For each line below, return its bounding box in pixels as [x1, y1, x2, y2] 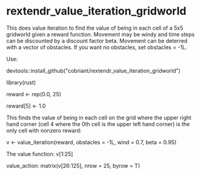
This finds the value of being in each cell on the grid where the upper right [6, 114, 192, 121]
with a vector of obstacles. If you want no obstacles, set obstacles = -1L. [6, 44, 188, 51]
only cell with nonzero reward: [6, 127, 82, 134]
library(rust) [6, 79, 36, 86]
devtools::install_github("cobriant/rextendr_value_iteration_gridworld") [6, 67, 180, 74]
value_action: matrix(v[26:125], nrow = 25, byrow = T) [6, 162, 140, 169]
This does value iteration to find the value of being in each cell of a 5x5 [6, 24, 183, 31]
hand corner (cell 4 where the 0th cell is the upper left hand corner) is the [6, 120, 190, 128]
